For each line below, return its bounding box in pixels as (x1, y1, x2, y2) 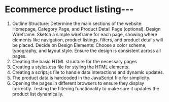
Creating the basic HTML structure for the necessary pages (12, 58, 138, 64)
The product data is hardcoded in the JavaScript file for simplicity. (12, 74, 151, 81)
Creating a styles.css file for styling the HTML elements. (12, 64, 130, 70)
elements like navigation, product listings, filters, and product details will (12, 37, 163, 43)
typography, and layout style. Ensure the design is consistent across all (12, 47, 161, 54)
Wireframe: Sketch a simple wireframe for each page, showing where (12, 31, 158, 37)
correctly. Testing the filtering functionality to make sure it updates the (12, 85, 159, 91)
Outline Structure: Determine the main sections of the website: (12, 20, 143, 27)
